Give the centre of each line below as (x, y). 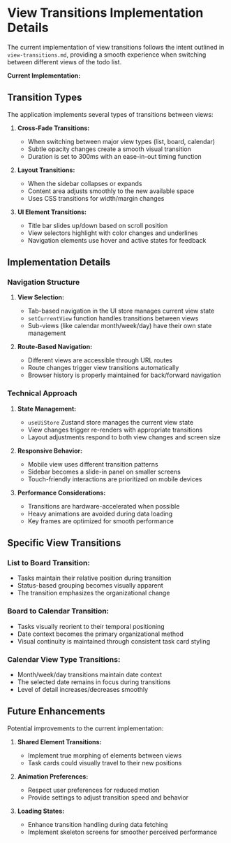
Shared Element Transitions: (59, 742)
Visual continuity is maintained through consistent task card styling (114, 641)
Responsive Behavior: (50, 451)
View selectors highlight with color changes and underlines (113, 233)
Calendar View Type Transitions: (64, 659)
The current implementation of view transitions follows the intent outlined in (116, 47)
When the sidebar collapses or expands (85, 183)
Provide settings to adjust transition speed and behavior (108, 797)
